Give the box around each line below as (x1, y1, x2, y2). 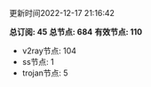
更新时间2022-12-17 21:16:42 (9, 8, 115, 18)
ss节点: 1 (21, 57, 55, 67)
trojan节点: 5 (21, 67, 68, 78)
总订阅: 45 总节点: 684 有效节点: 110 (9, 27, 143, 37)
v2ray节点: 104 (21, 45, 77, 56)
